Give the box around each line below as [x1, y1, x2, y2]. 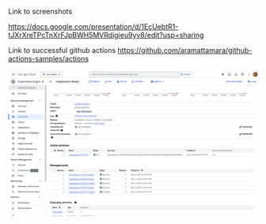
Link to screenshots [8, 7, 73, 16]
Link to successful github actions [8, 46, 116, 54]
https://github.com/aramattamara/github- [117, 46, 253, 54]
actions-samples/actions [8, 54, 89, 63]
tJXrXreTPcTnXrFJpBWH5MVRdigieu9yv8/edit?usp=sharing [8, 31, 204, 39]
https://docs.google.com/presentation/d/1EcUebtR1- [8, 22, 179, 31]
